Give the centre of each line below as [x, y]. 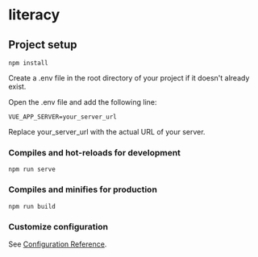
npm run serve [32, 170]
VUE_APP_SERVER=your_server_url [62, 117]
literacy [34, 15]
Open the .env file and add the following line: [83, 102]
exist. [17, 87]
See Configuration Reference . [58, 244]
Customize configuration [58, 226]
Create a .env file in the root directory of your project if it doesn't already [129, 78]
